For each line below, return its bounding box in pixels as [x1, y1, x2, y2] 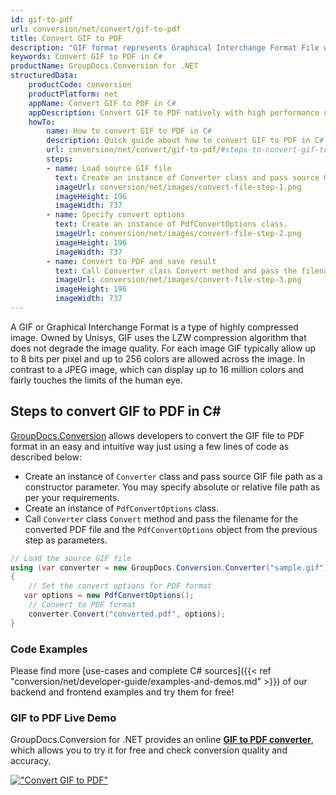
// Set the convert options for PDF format [28, 581, 213, 591]
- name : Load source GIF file [46, 163, 172, 173]
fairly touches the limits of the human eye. [10, 374, 184, 386]
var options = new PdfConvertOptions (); [23, 591, 195, 601]
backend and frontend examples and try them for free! [10, 686, 235, 698]
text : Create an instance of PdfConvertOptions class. [54, 219, 288, 230]
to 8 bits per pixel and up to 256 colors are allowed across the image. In [10, 352, 306, 365]
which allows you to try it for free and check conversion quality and [10, 744, 288, 756]
